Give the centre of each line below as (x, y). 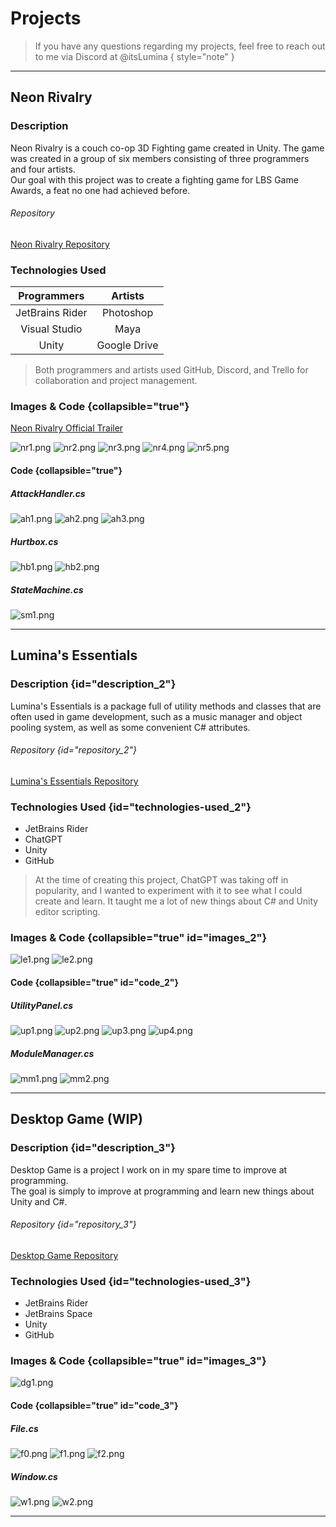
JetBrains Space (58, 1314)
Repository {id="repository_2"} (73, 750)
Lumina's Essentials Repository (74, 781)
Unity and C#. (39, 1201)
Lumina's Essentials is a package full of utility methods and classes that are (166, 706)
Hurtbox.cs (34, 541)
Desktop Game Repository (64, 1255)
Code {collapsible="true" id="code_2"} (95, 982)
